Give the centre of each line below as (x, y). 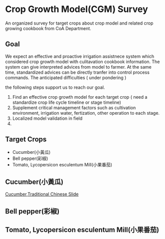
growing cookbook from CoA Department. (48, 28)
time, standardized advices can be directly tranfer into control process (77, 72)
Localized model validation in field (47, 118)
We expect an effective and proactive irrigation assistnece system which (80, 56)
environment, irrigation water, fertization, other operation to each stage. (86, 113)
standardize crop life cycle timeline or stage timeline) (67, 102)
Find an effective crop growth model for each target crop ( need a (80, 97)
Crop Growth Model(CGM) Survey (77, 9)
